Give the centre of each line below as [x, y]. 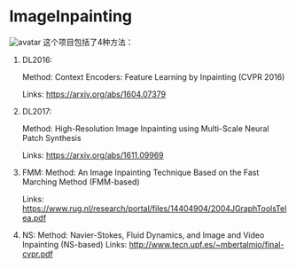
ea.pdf [34, 217]
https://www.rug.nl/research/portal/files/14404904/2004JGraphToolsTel [154, 208]
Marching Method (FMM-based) [81, 181]
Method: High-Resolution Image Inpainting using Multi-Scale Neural [145, 128]
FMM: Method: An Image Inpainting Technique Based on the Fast [140, 172]
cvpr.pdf [37, 254]
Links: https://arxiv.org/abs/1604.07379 [94, 94]
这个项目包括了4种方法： [89, 42]
